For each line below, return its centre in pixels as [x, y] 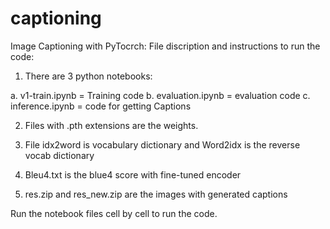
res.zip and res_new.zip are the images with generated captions [156, 194]
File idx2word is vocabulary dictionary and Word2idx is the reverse [162, 144]
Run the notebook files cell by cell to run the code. [114, 213]
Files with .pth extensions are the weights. [111, 125]
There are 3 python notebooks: [88, 76]
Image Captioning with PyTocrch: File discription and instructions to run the [165, 46]
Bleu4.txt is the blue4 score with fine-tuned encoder [133, 174]
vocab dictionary [59, 155]
